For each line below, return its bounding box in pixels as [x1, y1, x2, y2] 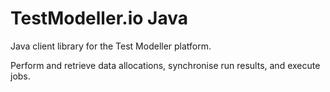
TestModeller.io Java [10, 7, 188, 30]
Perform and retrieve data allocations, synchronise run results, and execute [10, 59, 321, 71]
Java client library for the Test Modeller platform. [10, 40, 212, 52]
